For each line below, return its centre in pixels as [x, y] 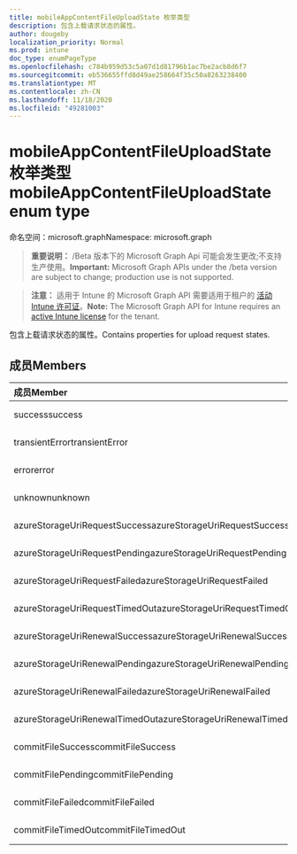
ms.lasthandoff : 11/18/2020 [61, 100]
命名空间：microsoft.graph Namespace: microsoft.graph [110, 237]
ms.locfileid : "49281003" [57, 108]
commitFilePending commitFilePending [94, 774]
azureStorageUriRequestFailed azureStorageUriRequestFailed [141, 581]
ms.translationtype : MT [53, 83]
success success [48, 415]
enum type [49, 211]
